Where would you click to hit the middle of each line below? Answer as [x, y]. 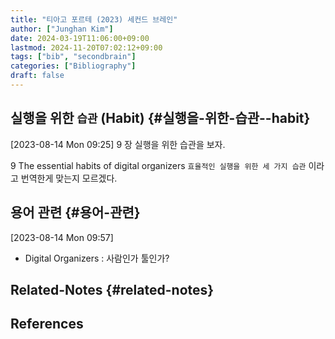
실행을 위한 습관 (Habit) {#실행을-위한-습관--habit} [160, 118]
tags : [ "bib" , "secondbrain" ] [73, 57]
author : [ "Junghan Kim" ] [62, 29]
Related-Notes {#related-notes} [112, 289]
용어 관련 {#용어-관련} [75, 212]
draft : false [37, 76]
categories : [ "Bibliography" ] [73, 66]
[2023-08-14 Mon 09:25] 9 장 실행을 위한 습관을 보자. [118, 144]
